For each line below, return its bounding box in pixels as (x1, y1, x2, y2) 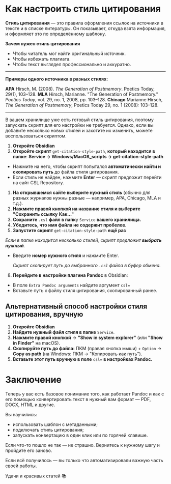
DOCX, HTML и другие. (5, 402, 55, 408)
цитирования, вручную (5, 310, 83, 319)
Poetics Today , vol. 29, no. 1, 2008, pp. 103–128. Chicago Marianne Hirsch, (5, 96, 163, 102)
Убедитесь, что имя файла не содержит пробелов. (12, 222, 127, 228)
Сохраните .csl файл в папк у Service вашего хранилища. (12, 216, 141, 222)
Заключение (5, 374, 62, 385)
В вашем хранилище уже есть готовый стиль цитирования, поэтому (5, 117, 154, 123)
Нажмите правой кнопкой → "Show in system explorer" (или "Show (12, 334, 163, 340)
